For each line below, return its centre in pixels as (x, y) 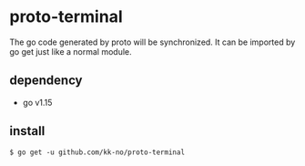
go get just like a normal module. (71, 51)
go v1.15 (37, 102)
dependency (46, 81)
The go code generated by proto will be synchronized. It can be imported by (152, 42)
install (27, 131)
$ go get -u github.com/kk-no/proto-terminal (97, 152)
